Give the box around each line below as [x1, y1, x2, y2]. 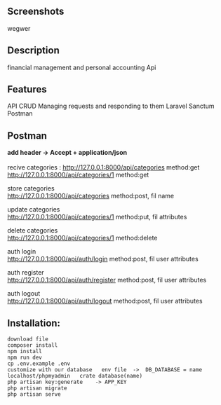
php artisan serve [7, 391, 61, 398]
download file [7, 336, 49, 343]
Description [7, 45, 60, 57]
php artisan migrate [7, 385, 68, 392]
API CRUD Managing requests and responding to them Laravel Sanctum [7, 102, 215, 111]
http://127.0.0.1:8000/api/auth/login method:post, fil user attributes [7, 255, 199, 263]
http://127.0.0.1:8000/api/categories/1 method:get [7, 171, 149, 179]
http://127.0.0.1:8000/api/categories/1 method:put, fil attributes [7, 213, 187, 221]
